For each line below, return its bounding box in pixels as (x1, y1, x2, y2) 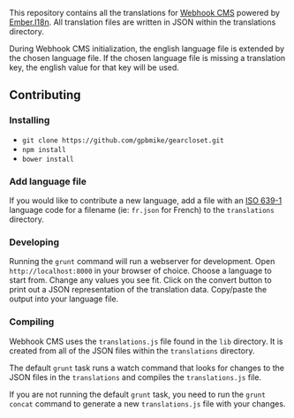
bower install (21, 155, 74, 163)
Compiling (9, 315, 55, 328)
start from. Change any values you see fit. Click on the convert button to (9, 275, 272, 285)
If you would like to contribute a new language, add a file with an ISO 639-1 (9, 194, 283, 206)
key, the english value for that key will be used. (9, 62, 179, 72)
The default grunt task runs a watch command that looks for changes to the (9, 362, 285, 373)
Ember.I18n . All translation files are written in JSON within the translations (9, 17, 276, 27)
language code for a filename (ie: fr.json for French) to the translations (9, 204, 275, 215)
